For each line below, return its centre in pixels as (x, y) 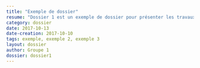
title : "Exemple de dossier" (42, 12)
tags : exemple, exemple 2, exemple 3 (53, 39)
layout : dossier (26, 45)
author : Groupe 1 (28, 50)
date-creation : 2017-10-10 (40, 34)
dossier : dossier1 (29, 56)
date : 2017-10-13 (28, 28)
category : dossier (29, 22)
